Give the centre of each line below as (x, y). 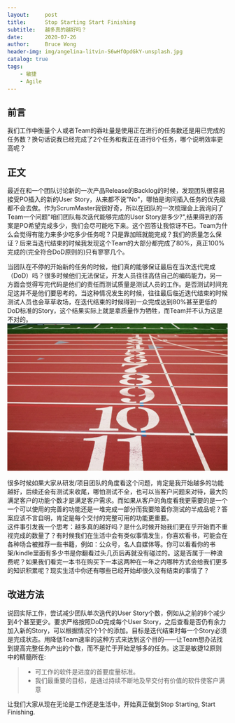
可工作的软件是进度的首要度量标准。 (87, 671)
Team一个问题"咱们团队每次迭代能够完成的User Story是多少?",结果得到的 (112, 217)
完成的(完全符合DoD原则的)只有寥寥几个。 (68, 252)
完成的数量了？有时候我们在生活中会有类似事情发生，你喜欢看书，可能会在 (120, 535)
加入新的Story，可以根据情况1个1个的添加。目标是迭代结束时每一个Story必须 (117, 630)
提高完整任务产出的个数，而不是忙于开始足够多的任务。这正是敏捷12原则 (117, 648)
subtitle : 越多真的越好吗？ (47, 29)
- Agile (31, 81)
